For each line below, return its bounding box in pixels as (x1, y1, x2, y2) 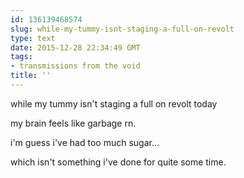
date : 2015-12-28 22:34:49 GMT (10, 42, 141, 53)
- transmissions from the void (10, 61, 141, 71)
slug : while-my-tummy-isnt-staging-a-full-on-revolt (10, 24, 235, 34)
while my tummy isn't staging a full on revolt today (10, 97, 218, 110)
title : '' (10, 71, 52, 81)
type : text (10, 33, 56, 43)
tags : (10, 52, 33, 62)
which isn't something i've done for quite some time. (10, 156, 227, 168)
